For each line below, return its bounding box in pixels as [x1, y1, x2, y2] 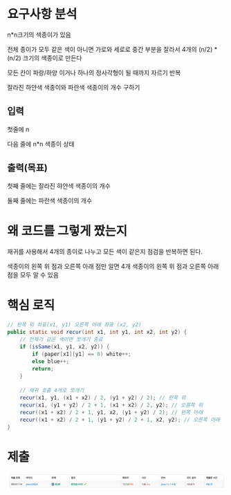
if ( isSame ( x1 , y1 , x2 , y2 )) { [19, 344, 110, 351]
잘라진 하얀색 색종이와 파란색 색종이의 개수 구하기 [7, 83, 140, 91]
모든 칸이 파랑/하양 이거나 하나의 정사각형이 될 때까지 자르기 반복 [7, 68, 181, 77]
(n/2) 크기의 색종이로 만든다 [7, 53, 82, 62]
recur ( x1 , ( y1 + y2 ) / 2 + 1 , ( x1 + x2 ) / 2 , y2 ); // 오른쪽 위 [19, 402, 203, 409]
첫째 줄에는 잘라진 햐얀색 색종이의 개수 [7, 181, 111, 190]
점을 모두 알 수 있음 [7, 270, 59, 279]
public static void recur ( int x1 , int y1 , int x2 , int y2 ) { [7, 329, 187, 336]
